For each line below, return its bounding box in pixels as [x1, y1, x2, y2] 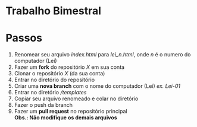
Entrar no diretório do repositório [14, 76, 95, 84]
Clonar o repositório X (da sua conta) [14, 70, 105, 77]
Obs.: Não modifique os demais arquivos [14, 114, 117, 121]
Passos [5, 31, 43, 45]
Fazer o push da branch [14, 101, 73, 109]
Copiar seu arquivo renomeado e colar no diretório [14, 95, 139, 102]
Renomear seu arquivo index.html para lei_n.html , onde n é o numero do [14, 51, 191, 58]
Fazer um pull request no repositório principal [14, 108, 127, 115]
